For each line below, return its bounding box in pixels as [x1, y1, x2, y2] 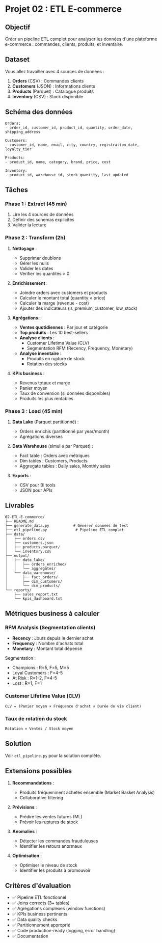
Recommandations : [12, 780, 54, 786]
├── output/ [5, 553, 29, 558]
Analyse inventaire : [19, 350, 62, 356]
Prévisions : [12, 804, 37, 810]
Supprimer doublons [19, 255, 61, 261]
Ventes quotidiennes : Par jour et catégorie [19, 324, 108, 330]
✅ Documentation [12, 933, 49, 939]
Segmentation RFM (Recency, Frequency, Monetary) [27, 345, 133, 351]
